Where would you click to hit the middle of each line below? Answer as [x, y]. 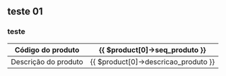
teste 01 [25, 12]
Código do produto [47, 50]
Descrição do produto [47, 61]
